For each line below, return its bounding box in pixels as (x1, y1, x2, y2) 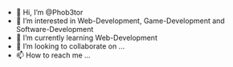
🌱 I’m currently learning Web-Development (15, 33, 158, 42)
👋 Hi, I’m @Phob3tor (15, 8, 84, 17)
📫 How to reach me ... (15, 50, 91, 60)
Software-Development (15, 25, 94, 33)
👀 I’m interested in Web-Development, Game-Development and (15, 16, 225, 26)
